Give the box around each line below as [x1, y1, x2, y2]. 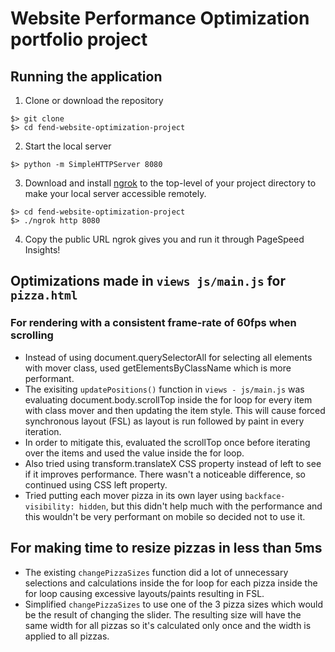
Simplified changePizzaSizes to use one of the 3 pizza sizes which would [24, 598, 324, 610]
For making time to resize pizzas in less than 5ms [10, 540, 323, 557]
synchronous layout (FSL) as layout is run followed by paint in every [24, 415, 305, 427]
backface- [244, 491, 286, 501]
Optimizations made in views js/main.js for [10, 273, 286, 290]
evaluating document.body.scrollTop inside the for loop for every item [24, 393, 313, 406]
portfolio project [10, 28, 148, 51]
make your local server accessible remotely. [24, 188, 207, 199]
